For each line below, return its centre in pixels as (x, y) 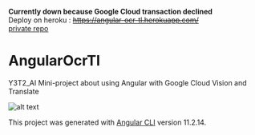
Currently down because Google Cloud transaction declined (110, 12)
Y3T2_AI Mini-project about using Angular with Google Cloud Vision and (127, 82)
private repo (28, 28)
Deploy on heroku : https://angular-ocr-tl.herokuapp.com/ (103, 20)
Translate (24, 91)
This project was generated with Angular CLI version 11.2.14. (107, 122)
